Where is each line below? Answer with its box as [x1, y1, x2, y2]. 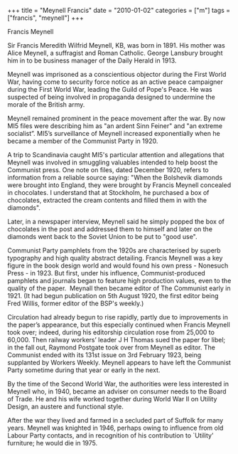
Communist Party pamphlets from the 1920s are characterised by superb [7, 246, 222, 255]
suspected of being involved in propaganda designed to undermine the [7, 93, 215, 101]
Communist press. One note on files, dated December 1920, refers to [7, 166, 210, 174]
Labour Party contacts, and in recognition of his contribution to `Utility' [7, 431, 215, 440]
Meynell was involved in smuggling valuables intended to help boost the [7, 158, 218, 167]
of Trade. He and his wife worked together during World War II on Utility [7, 395, 217, 403]
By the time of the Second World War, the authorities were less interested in [7, 380, 229, 388]
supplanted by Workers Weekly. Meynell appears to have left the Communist [7, 359, 231, 366]
